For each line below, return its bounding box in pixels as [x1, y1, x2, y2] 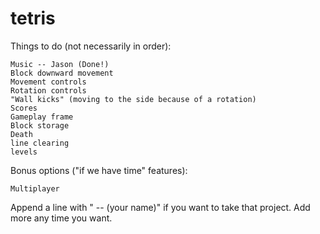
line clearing [10, 138, 70, 148]
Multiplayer [10, 183, 60, 194]
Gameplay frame [10, 112, 74, 122]
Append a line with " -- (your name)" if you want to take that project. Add [10, 201, 311, 213]
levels [10, 147, 38, 157]
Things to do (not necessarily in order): [10, 40, 172, 52]
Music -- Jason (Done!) [10, 59, 110, 69]
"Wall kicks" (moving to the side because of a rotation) [10, 94, 257, 104]
